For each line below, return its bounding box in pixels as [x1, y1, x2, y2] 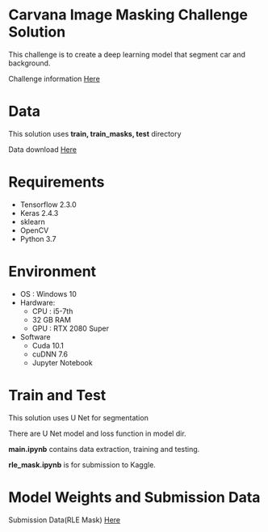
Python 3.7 [19, 234, 57, 243]
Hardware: [19, 298, 56, 307]
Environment [8, 263, 97, 281]
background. [8, 58, 51, 68]
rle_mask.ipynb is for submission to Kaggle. [8, 459, 156, 470]
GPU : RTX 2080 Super [31, 323, 109, 333]
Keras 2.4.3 [19, 208, 59, 217]
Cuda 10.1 [31, 340, 65, 350]
